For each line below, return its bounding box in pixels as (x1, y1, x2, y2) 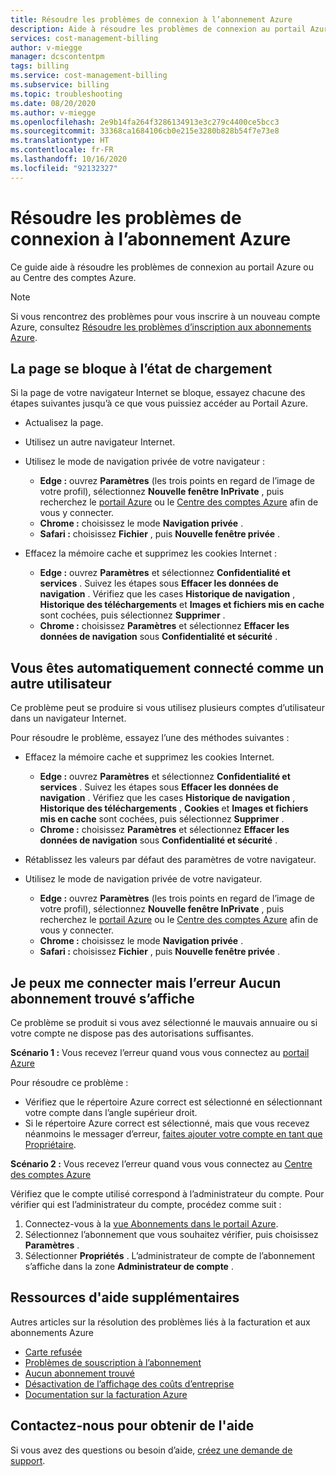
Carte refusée (24, 1346, 83, 1358)
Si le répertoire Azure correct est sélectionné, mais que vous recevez (24, 1117, 310, 1129)
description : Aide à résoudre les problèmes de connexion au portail (10, 24, 307, 34)
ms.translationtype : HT (10, 136, 110, 146)
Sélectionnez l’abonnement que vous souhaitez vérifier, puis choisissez (24, 1229, 319, 1240)
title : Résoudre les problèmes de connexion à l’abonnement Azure (10, 14, 293, 25)
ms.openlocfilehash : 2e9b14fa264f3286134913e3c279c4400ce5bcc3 (10, 117, 280, 127)
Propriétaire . (24, 1139, 77, 1150)
